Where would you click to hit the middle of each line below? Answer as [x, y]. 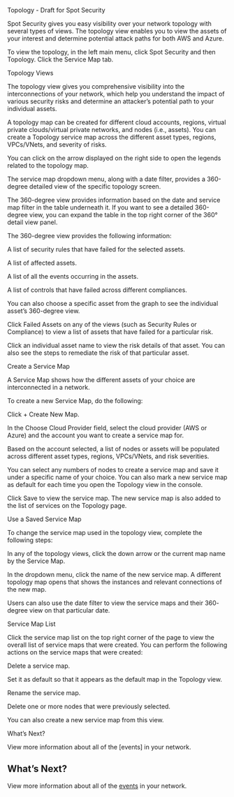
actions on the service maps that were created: [75, 652]
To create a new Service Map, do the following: [75, 401]
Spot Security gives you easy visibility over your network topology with [109, 23]
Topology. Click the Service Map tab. [60, 59]
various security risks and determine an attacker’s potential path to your [111, 101]
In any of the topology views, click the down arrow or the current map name [116, 554]
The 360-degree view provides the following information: [90, 236]
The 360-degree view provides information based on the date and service [114, 200]
